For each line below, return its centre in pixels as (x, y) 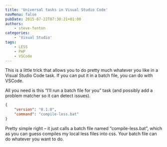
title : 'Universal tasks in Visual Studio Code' (57, 10)
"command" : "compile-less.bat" (47, 114)
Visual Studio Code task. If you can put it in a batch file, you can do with (79, 76)
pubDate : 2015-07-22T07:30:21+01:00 (43, 19)
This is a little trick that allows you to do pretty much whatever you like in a (82, 70)
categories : (17, 33)
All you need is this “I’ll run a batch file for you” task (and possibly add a (79, 91)
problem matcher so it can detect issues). (48, 96)
